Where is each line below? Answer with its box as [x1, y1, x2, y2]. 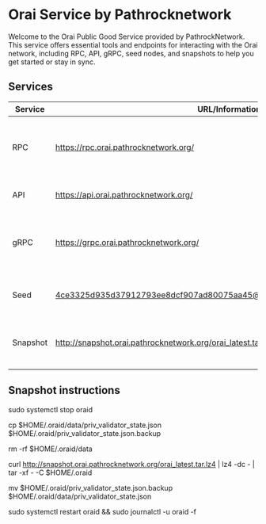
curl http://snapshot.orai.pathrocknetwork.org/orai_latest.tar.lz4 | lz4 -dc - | [8, 459, 255, 469]
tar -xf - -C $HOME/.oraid [8, 468, 93, 477]
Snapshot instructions [8, 384, 120, 397]
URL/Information [197, 103, 261, 114]
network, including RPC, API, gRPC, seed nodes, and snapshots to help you [8, 48, 255, 58]
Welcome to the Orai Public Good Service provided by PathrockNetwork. [8, 32, 245, 41]
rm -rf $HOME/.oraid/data [8, 444, 93, 453]
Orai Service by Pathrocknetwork [8, 6, 232, 24]
